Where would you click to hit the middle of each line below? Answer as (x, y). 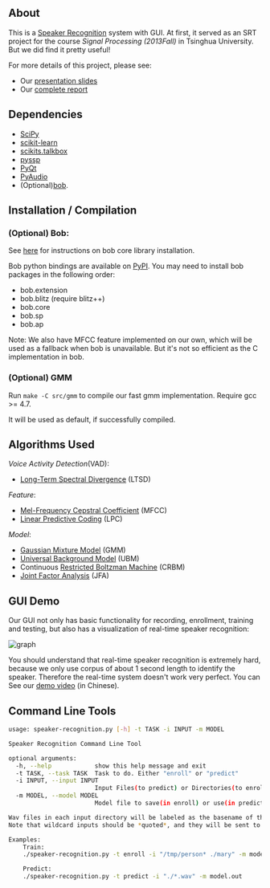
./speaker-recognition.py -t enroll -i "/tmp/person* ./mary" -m (135, 854)
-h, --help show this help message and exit (111, 766)
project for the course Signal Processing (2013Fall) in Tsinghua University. (131, 41)
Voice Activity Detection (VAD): (59, 464)
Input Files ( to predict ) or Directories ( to (168, 788)
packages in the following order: (61, 275)
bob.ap (32, 324)
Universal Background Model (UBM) (80, 559)
